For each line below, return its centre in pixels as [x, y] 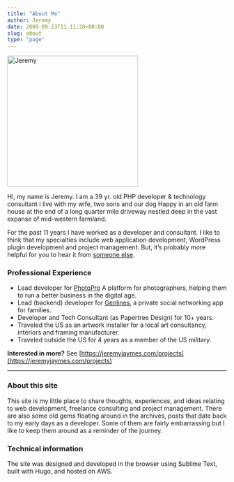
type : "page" [26, 40]
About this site [32, 386]
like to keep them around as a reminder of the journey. [85, 430]
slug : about [24, 33]
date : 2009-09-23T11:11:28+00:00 [56, 27]
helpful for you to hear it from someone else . [71, 255]
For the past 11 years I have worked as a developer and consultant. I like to [114, 233]
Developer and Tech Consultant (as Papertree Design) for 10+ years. [116, 318]
